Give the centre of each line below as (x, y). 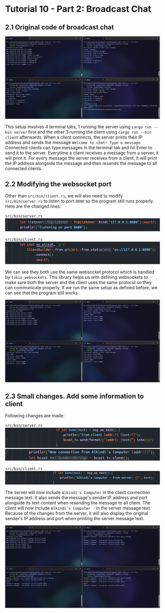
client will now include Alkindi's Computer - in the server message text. (78, 508)
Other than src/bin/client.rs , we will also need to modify (64, 196)
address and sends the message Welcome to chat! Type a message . (73, 142)
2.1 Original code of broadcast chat (60, 27)
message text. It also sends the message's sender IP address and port (76, 498)
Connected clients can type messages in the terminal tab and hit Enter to (79, 148)
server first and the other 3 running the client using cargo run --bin (83, 132)
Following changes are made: (35, 416)
